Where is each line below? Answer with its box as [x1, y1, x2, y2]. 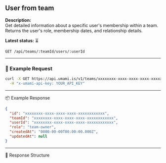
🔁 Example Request [5, 65, 53, 72]
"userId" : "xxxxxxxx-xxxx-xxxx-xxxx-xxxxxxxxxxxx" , [9, 120, 119, 125]
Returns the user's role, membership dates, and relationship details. [5, 27, 143, 34]
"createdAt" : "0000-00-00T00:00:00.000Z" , [9, 129, 98, 134]
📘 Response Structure [5, 152, 50, 158]
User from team [5, 4, 54, 12]
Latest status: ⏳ [5, 37, 39, 44]
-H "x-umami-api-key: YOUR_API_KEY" [9, 81, 85, 86]
